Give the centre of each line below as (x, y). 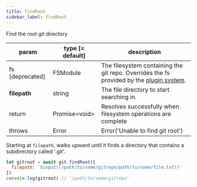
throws (18, 131)
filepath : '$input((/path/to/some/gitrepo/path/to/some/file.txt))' (97, 168)
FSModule (67, 73)
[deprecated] (27, 76)
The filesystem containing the (142, 65)
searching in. (119, 97)
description (145, 52)
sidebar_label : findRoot (36, 17)
